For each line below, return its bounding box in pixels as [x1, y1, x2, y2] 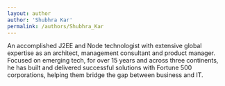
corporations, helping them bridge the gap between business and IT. [7, 71, 203, 79]
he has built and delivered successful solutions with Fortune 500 [7, 63, 192, 72]
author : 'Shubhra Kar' [7, 17, 73, 23]
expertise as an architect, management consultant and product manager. [7, 49, 216, 57]
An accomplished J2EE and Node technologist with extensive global [7, 42, 202, 50]
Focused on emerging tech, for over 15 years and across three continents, [7, 56, 219, 65]
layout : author [7, 10, 51, 17]
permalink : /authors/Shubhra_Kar [7, 23, 104, 30]
